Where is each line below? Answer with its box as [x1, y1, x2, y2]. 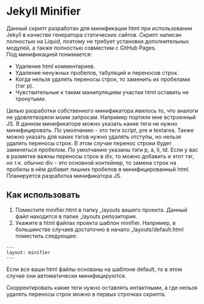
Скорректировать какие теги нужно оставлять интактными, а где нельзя [6, 284, 198, 291]
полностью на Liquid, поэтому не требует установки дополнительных [6, 37, 189, 45]
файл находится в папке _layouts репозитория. [15, 213, 138, 220]
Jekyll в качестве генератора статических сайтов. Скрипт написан [6, 31, 182, 38]
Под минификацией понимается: [6, 50, 93, 58]
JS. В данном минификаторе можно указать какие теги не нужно [6, 120, 178, 127]
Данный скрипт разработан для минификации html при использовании [6, 25, 193, 32]
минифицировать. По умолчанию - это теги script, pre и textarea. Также [6, 126, 194, 134]
